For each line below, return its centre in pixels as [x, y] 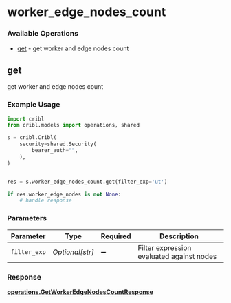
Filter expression [164, 247]
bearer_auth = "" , [55, 151]
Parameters [27, 218]
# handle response [46, 200]
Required [116, 236]
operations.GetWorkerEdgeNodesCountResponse [80, 292]
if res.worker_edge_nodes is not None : [64, 194]
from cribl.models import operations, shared [73, 125]
